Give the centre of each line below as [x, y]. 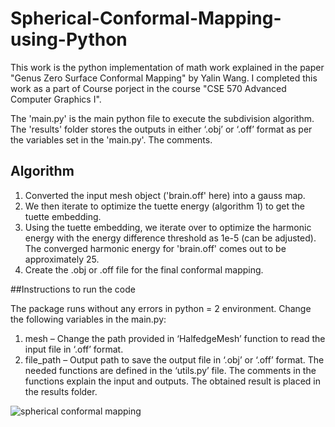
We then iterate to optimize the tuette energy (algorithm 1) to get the [164, 206]
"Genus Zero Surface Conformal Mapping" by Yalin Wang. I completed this [164, 78]
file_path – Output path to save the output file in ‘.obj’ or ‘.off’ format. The [174, 359]
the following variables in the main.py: [88, 319]
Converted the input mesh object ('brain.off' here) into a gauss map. [165, 195]
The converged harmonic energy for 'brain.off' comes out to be [155, 248]
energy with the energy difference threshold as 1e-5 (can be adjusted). [170, 238]
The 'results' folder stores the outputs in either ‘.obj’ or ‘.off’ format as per [161, 129]
